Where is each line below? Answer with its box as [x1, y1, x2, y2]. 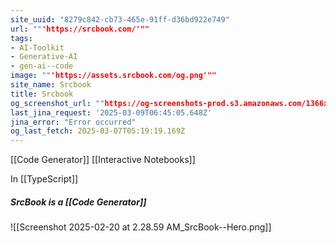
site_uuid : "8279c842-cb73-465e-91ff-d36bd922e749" [10, 14, 230, 25]
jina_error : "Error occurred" [10, 117, 137, 127]
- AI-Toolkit [10, 42, 65, 53]
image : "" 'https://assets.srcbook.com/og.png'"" [10, 71, 217, 81]
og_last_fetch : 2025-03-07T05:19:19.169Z [10, 126, 186, 136]
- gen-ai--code [10, 61, 74, 71]
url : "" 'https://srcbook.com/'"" [10, 24, 150, 34]
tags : [10, 33, 33, 43]
